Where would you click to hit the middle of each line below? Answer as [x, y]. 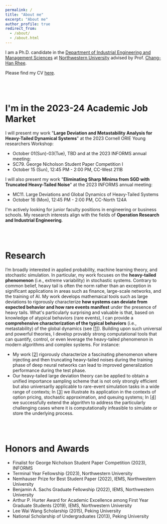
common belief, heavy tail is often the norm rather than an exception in [78, 286]
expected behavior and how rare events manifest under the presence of [81, 307]
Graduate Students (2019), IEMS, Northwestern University [72, 505]
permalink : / [19, 10]
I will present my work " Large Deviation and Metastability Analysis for [79, 133]
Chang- [153, 57]
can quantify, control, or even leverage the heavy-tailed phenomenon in [79, 339]
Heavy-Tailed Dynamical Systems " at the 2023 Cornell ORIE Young [75, 138]
